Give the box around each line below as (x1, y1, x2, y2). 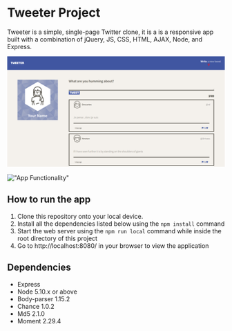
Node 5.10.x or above (17, 287, 77, 296)
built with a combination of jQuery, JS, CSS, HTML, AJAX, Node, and (7, 35, 202, 43)
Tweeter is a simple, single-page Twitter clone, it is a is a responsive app (7, 28, 214, 36)
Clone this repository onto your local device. (17, 212, 144, 220)
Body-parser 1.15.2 (17, 294, 70, 303)
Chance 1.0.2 (17, 302, 55, 310)
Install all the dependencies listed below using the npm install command (17, 220, 225, 228)
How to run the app (7, 194, 91, 206)
